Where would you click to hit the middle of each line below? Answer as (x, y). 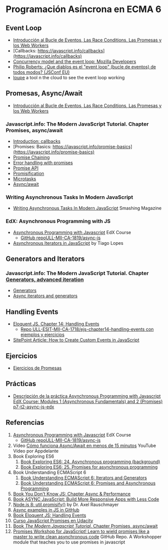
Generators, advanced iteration (45, 280)
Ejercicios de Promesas (37, 368)
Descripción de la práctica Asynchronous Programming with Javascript (87, 396)
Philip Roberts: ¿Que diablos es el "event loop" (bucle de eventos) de (85, 67)
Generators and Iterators (45, 259)
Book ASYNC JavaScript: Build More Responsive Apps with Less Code (86, 499)
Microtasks (25, 179)
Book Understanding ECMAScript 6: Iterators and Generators (84, 477)
